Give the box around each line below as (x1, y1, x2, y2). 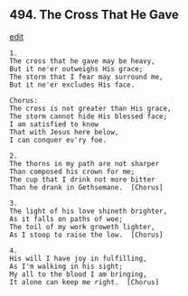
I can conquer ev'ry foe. (9, 135, 107, 144)
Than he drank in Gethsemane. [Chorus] (9, 182, 164, 192)
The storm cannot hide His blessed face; (9, 112, 168, 121)
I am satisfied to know (9, 119, 99, 129)
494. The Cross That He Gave (9, 7, 179, 23)
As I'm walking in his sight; (9, 262, 124, 271)
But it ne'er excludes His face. (9, 80, 136, 89)
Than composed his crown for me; (9, 167, 136, 176)
